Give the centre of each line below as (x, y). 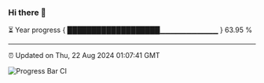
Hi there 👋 (27, 13)
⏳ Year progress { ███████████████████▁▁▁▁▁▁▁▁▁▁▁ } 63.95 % (130, 30)
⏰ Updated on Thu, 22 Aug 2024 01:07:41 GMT (84, 56)
